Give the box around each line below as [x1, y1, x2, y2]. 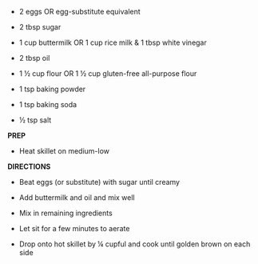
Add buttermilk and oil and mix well [18, 193, 135, 202]
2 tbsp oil [18, 54, 50, 62]
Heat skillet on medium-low [18, 146, 109, 155]
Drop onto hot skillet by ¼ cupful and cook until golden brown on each [18, 239, 251, 249]
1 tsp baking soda [18, 100, 77, 109]
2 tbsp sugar [18, 22, 62, 31]
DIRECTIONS [7, 162, 51, 171]
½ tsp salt [18, 115, 52, 125]
